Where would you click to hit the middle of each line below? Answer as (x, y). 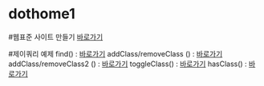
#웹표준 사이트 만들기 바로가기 (56, 37)
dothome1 (42, 14)
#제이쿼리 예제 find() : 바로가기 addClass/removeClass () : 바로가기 (116, 53)
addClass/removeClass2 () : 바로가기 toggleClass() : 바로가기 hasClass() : (128, 64)
